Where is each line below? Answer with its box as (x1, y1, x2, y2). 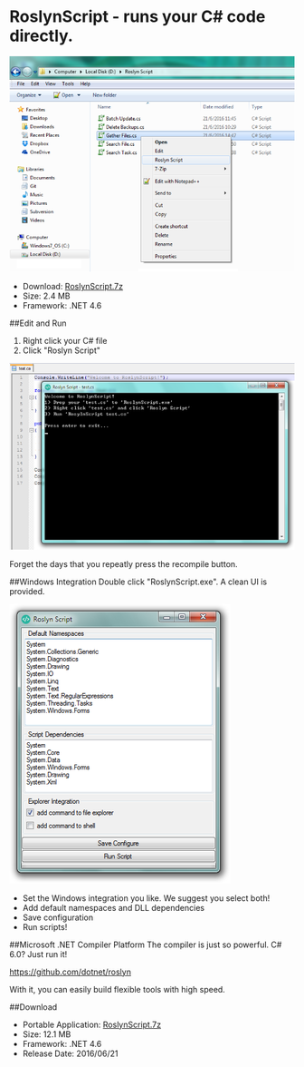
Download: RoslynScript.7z (22, 281, 124, 292)
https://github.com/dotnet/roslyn (9, 966, 131, 977)
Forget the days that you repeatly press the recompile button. (9, 558, 238, 569)
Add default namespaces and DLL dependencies (22, 902, 205, 913)
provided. (9, 585, 45, 596)
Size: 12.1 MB (22, 1028, 71, 1040)
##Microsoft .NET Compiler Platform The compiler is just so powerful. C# (9, 939, 282, 950)
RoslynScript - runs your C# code (9, 6, 266, 27)
